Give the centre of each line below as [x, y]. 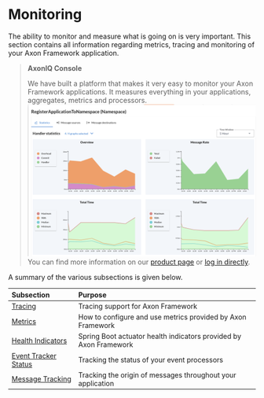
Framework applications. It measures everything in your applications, [139, 91]
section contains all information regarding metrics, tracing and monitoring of [132, 44]
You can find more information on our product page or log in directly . [139, 262]
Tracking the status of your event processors [151, 360]
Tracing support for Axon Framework [138, 306]
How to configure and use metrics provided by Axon [162, 317]
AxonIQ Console [55, 68]
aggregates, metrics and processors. [87, 100]
